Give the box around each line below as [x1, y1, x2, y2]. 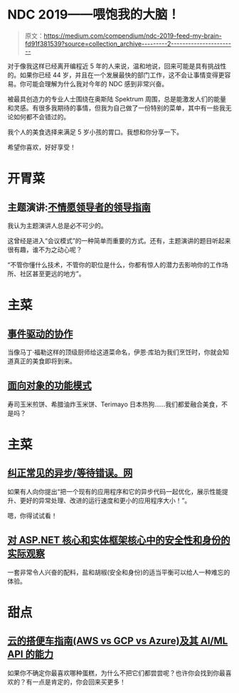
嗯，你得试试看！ [7, 511, 58, 520]
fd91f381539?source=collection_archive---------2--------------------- [24, 39, 231, 48]
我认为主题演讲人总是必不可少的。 [7, 221, 107, 230]
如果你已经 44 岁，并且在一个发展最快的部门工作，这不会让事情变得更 [19, 71, 225, 79]
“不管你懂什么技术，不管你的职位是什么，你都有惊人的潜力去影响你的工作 [7, 260, 223, 269]
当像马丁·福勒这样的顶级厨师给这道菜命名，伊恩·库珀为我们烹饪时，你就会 [7, 347, 223, 356]
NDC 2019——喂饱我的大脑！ [7, 6, 180, 23]
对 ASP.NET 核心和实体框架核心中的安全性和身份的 [7, 534, 230, 546]
